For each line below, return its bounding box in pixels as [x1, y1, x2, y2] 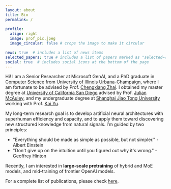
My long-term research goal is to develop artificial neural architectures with [5, 110, 164, 116]
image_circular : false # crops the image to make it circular [10, 41, 145, 46]
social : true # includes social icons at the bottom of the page [5, 59, 149, 64]
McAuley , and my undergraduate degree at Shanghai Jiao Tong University [5, 95, 160, 101]
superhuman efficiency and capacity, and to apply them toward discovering [5, 116, 164, 122]
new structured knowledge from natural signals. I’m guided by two [5, 121, 144, 128]
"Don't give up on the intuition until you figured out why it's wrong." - [12, 148, 158, 154]
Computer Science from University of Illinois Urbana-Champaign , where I [5, 79, 159, 85]
